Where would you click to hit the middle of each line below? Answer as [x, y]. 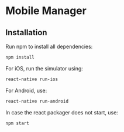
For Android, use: [26, 90]
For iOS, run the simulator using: [44, 68]
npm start [18, 123]
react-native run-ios [32, 79]
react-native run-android [37, 101]
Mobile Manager [46, 11]
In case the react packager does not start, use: [62, 112]
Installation [26, 33]
